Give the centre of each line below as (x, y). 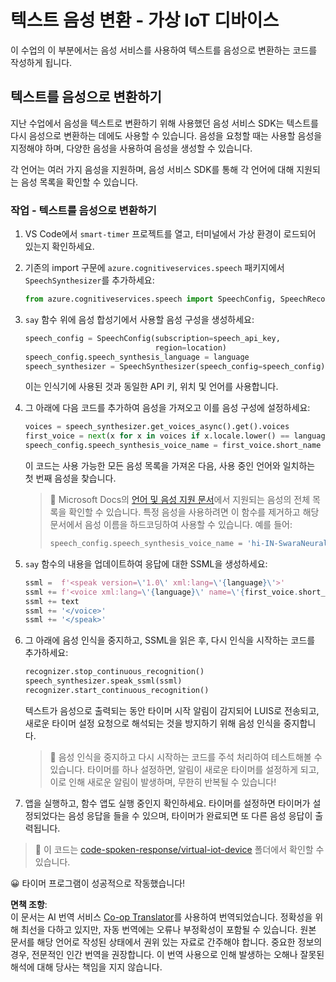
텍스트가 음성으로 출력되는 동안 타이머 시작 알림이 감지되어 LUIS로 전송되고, (172, 710)
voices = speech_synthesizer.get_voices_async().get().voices (157, 427)
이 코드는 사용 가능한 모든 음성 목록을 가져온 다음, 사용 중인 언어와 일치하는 (170, 466)
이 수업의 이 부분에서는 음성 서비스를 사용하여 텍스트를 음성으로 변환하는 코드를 (164, 50)
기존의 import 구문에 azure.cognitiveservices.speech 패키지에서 (154, 268)
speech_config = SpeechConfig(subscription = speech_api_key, (152, 338)
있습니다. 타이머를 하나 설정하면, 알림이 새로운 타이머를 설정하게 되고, (184, 769)
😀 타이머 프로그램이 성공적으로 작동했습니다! (98, 883)
